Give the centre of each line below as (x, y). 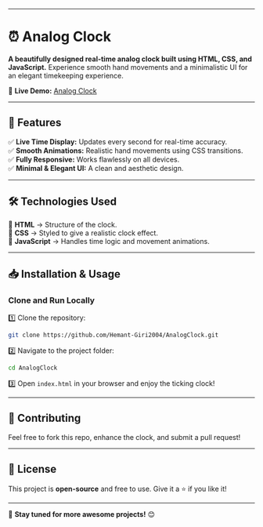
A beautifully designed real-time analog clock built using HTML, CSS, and (130, 59)
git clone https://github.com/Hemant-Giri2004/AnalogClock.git (113, 335)
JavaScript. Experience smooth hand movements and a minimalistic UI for (128, 67)
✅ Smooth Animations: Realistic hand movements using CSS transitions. (126, 151)
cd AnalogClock (33, 368)
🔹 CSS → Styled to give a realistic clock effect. (83, 233)
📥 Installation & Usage (65, 274)
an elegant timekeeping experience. (66, 75)
